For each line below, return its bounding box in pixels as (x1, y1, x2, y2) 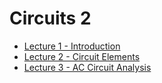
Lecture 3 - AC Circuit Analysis (23, 61, 152, 73)
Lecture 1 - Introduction (23, 40, 121, 52)
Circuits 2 (9, 7, 92, 30)
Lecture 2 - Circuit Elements (23, 50, 141, 62)
